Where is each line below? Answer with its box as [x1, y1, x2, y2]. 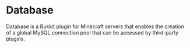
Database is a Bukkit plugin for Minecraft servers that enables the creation [6, 23, 185, 30]
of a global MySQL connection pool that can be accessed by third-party [6, 29, 179, 36]
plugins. [6, 35, 25, 42]
